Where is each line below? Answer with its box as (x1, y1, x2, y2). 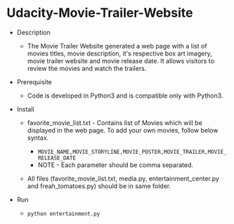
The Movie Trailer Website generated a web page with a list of (27, 41, 207, 50)
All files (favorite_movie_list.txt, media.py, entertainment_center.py (27, 174, 219, 183)
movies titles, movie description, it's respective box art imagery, (27, 49, 212, 58)
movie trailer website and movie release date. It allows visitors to (27, 56, 215, 65)
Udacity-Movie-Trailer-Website (6, 5, 193, 21)
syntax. (27, 133, 49, 142)
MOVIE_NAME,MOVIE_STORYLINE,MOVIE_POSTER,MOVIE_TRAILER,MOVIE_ (37, 148, 227, 155)
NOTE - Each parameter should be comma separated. (37, 160, 194, 169)
